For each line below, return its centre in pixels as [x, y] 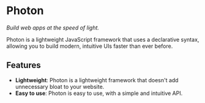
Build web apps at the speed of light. [53, 28]
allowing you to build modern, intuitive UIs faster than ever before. [90, 46]
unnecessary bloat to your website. [60, 86]
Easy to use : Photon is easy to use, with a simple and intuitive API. [99, 93]
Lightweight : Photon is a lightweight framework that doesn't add [97, 80]
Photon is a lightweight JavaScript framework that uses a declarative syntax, [103, 39]
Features [24, 65]
